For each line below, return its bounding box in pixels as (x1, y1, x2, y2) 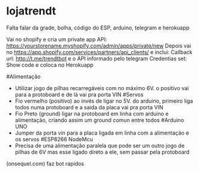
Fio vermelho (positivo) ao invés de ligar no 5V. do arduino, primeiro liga (14, 97, 194, 105)
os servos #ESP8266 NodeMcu (14, 135, 93, 142)
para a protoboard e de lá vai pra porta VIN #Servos (14, 91, 144, 98)
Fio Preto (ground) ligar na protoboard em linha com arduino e (14, 110, 169, 117)
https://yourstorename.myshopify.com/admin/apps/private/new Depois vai (6, 42, 191, 49)
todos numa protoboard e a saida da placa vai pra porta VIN (14, 103, 164, 111)
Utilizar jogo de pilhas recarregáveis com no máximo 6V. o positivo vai (14, 84, 189, 91)
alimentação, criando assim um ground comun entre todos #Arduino (14, 116, 185, 124)
